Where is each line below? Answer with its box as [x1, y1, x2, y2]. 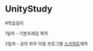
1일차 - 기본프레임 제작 [5, 30, 48, 36]
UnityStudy [5, 3, 53, 15]
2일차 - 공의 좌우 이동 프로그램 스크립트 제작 [5, 40, 88, 47]
